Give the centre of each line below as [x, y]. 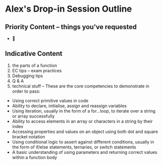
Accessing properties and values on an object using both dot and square [85, 132]
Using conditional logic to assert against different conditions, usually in [83, 142]
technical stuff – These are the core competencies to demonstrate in [81, 86]
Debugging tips [27, 76]
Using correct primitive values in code [50, 100]
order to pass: [26, 91]
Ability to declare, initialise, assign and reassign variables [69, 106]
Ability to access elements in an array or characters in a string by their [82, 121]
